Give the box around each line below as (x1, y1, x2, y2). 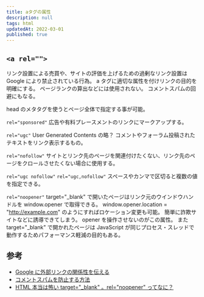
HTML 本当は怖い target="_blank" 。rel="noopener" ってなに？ (15, 283, 174, 290)
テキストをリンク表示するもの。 (6, 138, 86, 146)
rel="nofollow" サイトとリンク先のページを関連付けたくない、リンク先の (6, 152, 190, 159)
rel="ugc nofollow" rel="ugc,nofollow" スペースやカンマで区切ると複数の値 (6, 172, 198, 180)
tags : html (6, 20, 34, 26)
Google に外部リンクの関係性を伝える (15, 268, 110, 275)
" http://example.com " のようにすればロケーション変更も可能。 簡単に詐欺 (6, 208, 192, 215)
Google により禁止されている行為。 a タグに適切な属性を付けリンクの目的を (6, 77, 197, 84)
